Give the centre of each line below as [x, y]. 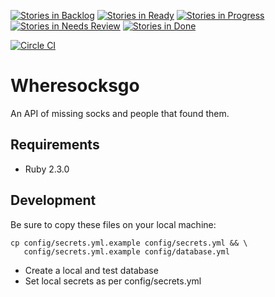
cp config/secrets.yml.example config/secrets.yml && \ [129, 243]
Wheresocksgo [75, 86]
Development [53, 200]
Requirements [55, 145]
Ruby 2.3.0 [47, 169]
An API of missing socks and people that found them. [120, 113]
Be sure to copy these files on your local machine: [113, 224]
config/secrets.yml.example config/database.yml [126, 251]
